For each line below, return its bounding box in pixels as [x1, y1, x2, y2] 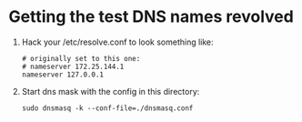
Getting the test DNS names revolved [8, 6, 295, 27]
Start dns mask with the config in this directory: [21, 86, 200, 97]
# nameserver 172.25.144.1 [21, 62, 125, 71]
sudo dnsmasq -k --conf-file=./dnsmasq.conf [21, 103, 194, 113]
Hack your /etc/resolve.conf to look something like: [21, 36, 215, 47]
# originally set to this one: [21, 54, 141, 63]
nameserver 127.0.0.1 [21, 70, 104, 79]
